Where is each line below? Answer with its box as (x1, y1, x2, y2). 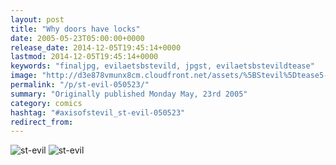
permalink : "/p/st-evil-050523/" (10, 80, 150, 90)
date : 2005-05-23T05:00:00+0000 (10, 33, 145, 43)
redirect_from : (10, 117, 74, 127)
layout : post (10, 14, 65, 25)
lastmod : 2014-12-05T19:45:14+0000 (10, 52, 159, 62)
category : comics (10, 98, 83, 108)
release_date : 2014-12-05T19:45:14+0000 (10, 42, 182, 53)
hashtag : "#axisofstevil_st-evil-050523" (10, 107, 186, 118)
